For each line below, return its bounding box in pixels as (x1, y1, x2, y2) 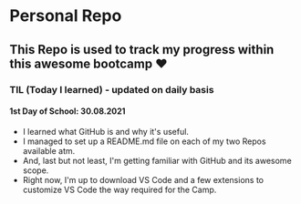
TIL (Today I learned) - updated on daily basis (9, 83, 214, 96)
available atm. (22, 145, 76, 156)
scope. (22, 165, 49, 176)
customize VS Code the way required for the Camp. (22, 184, 217, 195)
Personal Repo (9, 5, 122, 26)
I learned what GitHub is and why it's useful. (22, 126, 190, 137)
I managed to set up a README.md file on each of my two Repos (22, 136, 266, 147)
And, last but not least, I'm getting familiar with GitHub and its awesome (22, 155, 292, 166)
